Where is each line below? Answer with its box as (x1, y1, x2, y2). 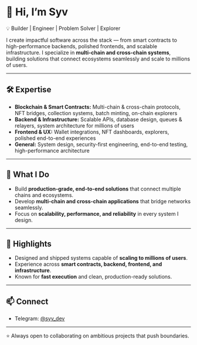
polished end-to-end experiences (14, 135, 96, 142)
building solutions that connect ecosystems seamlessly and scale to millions (6, 55, 191, 62)
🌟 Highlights (6, 239, 52, 249)
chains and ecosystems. (14, 191, 74, 199)
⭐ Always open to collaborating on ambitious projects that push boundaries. (6, 332, 189, 340)
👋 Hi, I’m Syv (6, 5, 69, 19)
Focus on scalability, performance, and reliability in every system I (14, 210, 179, 217)
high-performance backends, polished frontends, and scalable (6, 42, 157, 49)
